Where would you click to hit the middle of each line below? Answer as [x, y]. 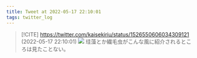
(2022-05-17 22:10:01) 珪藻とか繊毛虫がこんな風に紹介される [101, 41]
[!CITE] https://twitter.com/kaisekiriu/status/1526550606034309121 [105, 34]
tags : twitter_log [29, 17]
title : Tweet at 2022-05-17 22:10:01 [54, 12]
